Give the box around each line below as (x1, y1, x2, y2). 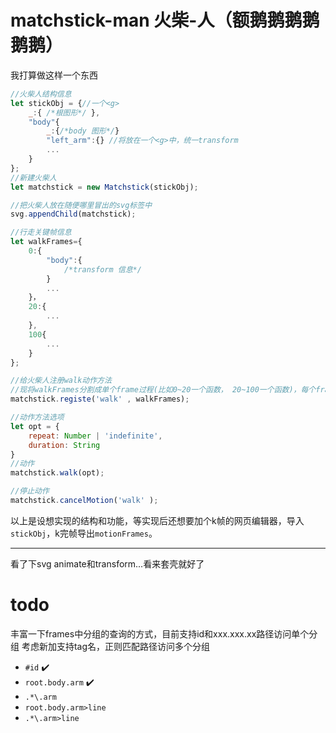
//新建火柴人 (10, 172, 57, 183)
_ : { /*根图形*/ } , (28, 107, 101, 118)
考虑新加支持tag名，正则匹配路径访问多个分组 (21, 640, 211, 652)
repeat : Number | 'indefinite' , (28, 431, 163, 441)
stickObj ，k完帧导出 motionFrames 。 (10, 527, 158, 539)
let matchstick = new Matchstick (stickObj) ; (10, 182, 199, 192)
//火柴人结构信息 (10, 89, 72, 99)
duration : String (28, 440, 101, 450)
